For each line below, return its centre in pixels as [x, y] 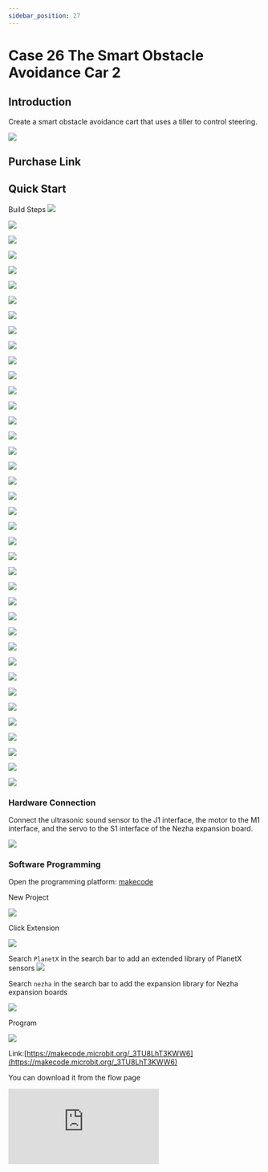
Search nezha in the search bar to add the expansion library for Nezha [124, 984]
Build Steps [27, 209]
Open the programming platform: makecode [81, 882]
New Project [29, 897]
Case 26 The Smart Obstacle [106, 55]
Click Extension [34, 928]
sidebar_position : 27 [45, 16]
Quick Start [37, 189]
